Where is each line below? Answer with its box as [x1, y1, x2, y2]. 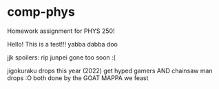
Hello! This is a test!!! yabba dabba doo [7, 40, 118, 48]
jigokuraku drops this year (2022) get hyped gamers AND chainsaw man [7, 66, 213, 75]
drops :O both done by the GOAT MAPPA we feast [7, 73, 149, 82]
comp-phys [7, 4, 76, 20]
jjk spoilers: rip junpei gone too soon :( [7, 53, 116, 62]
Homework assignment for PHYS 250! [7, 27, 115, 35]
